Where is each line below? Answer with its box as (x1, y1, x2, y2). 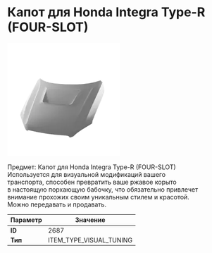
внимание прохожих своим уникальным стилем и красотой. (7, 192, 190, 201)
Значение (75, 216, 106, 224)
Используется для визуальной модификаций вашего (7, 170, 166, 178)
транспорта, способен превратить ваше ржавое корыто (7, 178, 177, 186)
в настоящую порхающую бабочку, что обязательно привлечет (7, 185, 199, 194)
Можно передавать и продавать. (7, 200, 107, 209)
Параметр (10, 216, 42, 224)
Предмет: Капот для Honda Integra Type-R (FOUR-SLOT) (7, 163, 176, 171)
